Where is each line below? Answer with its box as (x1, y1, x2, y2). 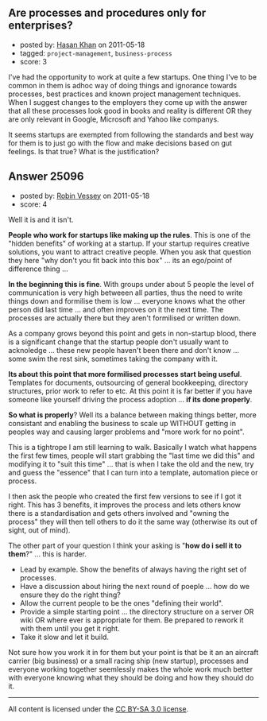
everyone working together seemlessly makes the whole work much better (8, 664, 253, 674)
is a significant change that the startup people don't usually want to (8, 337, 229, 347)
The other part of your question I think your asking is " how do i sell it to (8, 541, 242, 550)
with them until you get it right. (19, 623, 121, 633)
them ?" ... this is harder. (8, 549, 87, 559)
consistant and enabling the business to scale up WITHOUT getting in (8, 418, 237, 428)
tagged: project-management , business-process (19, 48, 172, 58)
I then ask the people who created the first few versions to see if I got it (8, 491, 242, 501)
